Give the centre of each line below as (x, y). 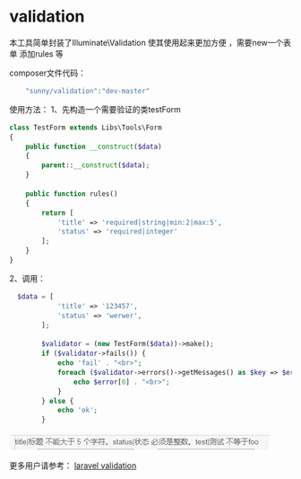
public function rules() (72, 194)
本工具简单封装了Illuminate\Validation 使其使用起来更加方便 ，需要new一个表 (150, 42)
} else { (58, 401)
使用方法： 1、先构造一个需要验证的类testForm (95, 109)
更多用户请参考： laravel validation (73, 466)
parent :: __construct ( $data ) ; (96, 165)
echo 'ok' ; (77, 411)
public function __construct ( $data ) (94, 146)
